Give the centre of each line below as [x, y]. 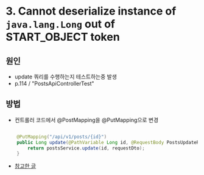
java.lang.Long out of [61, 24]
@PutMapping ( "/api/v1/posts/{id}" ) [62, 137]
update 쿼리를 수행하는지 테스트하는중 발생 [65, 77]
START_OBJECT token [63, 37]
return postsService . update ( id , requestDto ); [86, 148]
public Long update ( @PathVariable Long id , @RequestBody [90, 142]
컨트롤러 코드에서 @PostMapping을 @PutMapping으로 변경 [86, 120]
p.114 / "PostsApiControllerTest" [55, 84]
